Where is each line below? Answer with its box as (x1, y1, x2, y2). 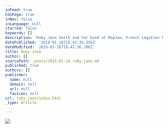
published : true (5, 63, 39, 68)
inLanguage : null (5, 21, 41, 26)
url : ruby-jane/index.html (5, 95, 61, 100)
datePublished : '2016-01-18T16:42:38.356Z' (5, 40, 97, 45)
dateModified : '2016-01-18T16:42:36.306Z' (5, 44, 95, 49)
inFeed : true (5, 7, 32, 12)
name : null (9, 77, 32, 82)
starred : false (5, 26, 37, 31)
